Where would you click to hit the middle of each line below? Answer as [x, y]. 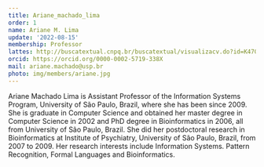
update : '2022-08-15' [44, 37]
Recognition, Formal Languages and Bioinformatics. [92, 154]
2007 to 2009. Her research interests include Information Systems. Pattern [129, 146]
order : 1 [22, 23]
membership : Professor [45, 45]
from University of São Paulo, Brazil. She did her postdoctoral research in [126, 129]
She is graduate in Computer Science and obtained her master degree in [125, 113]
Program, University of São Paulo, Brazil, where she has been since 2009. [128, 104]
